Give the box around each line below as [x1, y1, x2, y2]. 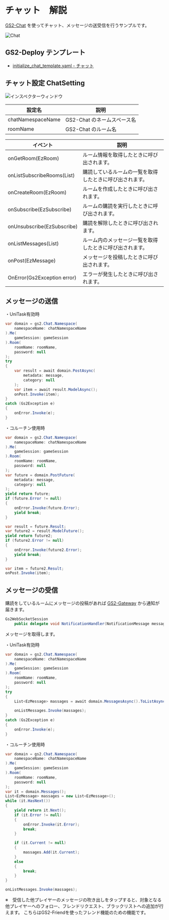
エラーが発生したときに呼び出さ [82, 271, 158, 278]
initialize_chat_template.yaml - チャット [12, 63, 94, 69]
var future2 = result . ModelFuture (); [5, 529, 84, 534]
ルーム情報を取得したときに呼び [82, 151, 158, 158]
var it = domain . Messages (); [5, 789, 66, 794]
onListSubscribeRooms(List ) [8, 172, 75, 179]
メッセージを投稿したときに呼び [82, 253, 158, 261]
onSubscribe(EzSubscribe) [8, 206, 72, 213]
